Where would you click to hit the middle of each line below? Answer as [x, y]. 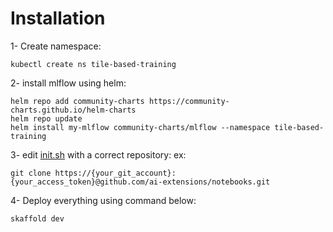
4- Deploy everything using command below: [103, 200]
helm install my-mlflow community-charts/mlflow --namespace [140, 127]
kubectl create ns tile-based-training [93, 64]
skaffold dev [37, 218]
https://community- [189, 101]
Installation [58, 18]
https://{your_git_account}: [115, 173]
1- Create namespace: [56, 46]
